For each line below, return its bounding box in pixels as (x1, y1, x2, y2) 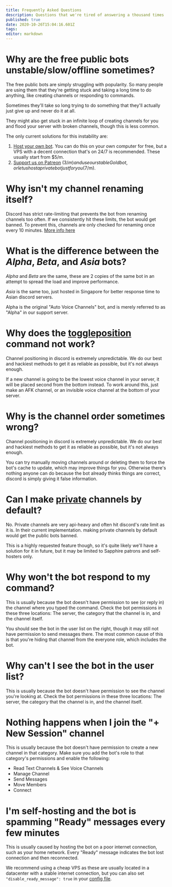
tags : (6, 27, 17, 32)
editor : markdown (6, 31, 43, 36)
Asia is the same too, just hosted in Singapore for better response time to (6, 288, 160, 294)
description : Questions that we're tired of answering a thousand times (6, 12, 164, 17)
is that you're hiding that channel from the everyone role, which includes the (6, 636, 167, 643)
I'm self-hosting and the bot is (6, 805, 137, 817)
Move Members (13, 782, 47, 788)
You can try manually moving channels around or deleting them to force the (6, 459, 165, 465)
